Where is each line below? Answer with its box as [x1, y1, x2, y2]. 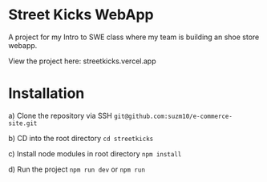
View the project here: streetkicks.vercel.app [8, 56, 156, 66]
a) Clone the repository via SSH [8, 111, 112, 120]
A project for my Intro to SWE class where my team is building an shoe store [8, 32, 260, 42]
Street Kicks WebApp [8, 6, 154, 24]
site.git [8, 119, 38, 127]
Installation [8, 84, 85, 103]
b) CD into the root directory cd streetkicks [8, 133, 154, 143]
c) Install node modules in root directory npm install [8, 148, 182, 158]
